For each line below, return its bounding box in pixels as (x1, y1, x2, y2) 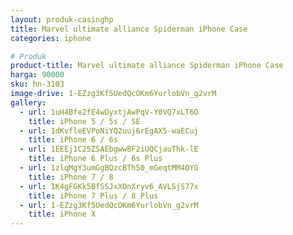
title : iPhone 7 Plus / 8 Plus (28, 191, 159, 201)
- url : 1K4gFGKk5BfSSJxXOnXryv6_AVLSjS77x (19, 181, 199, 191)
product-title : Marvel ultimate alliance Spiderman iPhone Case (10, 61, 284, 71)
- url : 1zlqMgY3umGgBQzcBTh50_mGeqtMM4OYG (19, 163, 199, 173)
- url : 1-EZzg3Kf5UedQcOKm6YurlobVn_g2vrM (19, 200, 199, 210)
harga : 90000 (10, 70, 65, 80)
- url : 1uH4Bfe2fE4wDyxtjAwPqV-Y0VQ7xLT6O (19, 107, 199, 117)
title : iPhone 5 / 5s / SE (28, 116, 141, 126)
